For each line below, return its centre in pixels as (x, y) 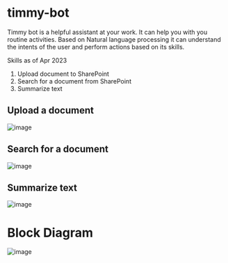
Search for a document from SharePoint (74, 81)
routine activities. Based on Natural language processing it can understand (114, 39)
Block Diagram (50, 233)
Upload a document (50, 110)
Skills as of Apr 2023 (37, 60)
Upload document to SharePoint (63, 74)
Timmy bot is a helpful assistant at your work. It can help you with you (107, 32)
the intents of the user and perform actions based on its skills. (96, 47)
